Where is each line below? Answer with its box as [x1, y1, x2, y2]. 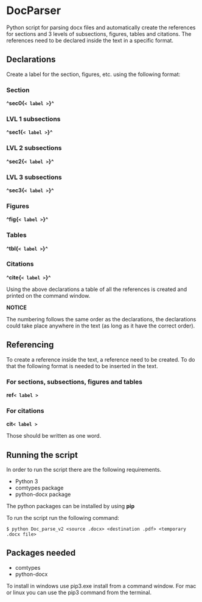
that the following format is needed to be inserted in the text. [6, 362, 158, 369]
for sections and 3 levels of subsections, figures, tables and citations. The [6, 30, 192, 37]
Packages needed [6, 548, 76, 558]
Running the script [6, 450, 78, 460]
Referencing [6, 340, 54, 350]
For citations [6, 406, 44, 415]
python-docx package [15, 491, 71, 498]
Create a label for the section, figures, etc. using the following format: [6, 71, 181, 78]
